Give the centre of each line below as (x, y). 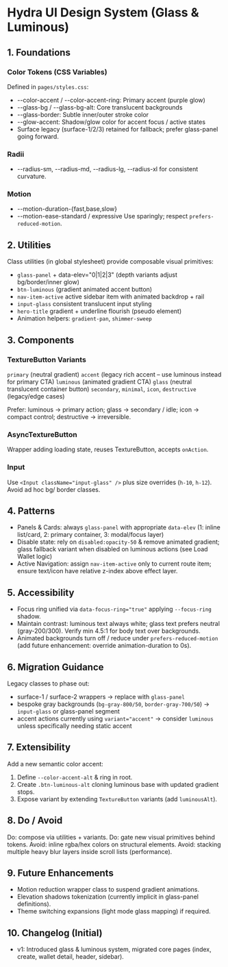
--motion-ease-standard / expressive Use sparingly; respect (102, 216)
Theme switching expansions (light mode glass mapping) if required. (114, 912)
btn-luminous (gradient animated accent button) (85, 290)
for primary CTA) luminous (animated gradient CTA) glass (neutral (100, 381)
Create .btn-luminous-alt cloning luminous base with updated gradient (118, 784)
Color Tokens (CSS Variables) (57, 72)
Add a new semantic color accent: (55, 764)
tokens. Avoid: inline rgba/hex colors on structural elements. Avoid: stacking (114, 844)
